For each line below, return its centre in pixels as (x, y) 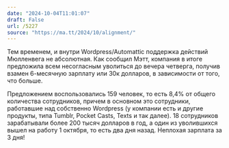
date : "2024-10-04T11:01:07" (49, 13)
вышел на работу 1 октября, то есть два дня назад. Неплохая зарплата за (114, 130)
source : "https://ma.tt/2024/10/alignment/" (71, 32)
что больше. (25, 81)
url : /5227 (23, 26)
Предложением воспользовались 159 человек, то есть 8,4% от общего (111, 94)
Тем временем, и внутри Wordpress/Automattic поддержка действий (108, 52)
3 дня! (16, 138)
